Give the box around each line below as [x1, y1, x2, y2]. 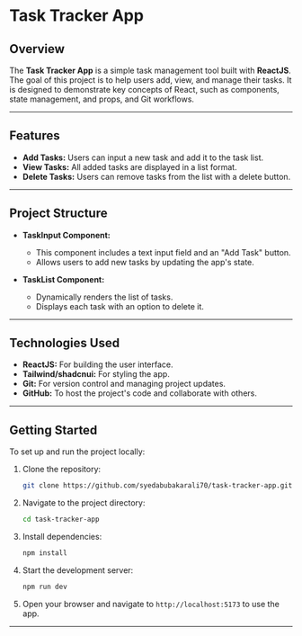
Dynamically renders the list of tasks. [35, 291, 173, 302]
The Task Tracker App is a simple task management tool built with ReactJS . [9, 65, 292, 76]
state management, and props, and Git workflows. [9, 94, 195, 104]
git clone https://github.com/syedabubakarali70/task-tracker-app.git [22, 481, 293, 490]
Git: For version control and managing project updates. [22, 379, 226, 390]
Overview [9, 41, 66, 57]
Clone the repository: [22, 464, 102, 475]
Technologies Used [9, 336, 120, 351]
